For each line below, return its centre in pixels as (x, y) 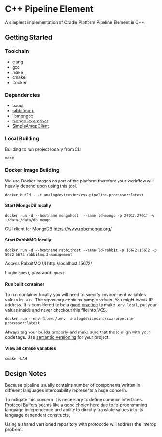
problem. (14, 430)
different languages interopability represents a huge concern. (66, 390)
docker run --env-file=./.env (36, 319)
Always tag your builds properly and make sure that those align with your (78, 332)
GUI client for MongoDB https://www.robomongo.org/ (59, 229)
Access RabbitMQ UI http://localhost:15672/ (49, 263)
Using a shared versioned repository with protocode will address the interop (81, 424)
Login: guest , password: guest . (36, 272)
